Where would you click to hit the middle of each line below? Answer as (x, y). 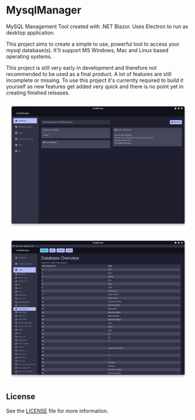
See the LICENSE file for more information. (57, 411)
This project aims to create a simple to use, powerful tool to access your (93, 44)
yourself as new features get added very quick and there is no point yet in (95, 86)
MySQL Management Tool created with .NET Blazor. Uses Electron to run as (97, 26)
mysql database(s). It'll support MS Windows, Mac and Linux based (87, 50)
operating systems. (29, 56)
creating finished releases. (38, 93)
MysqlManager (44, 10)
